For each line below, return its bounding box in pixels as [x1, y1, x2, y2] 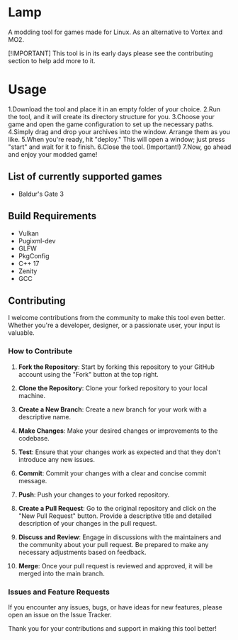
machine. [18, 391, 46, 399]
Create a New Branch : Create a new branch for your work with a [18, 405, 208, 414]
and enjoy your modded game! [8, 150, 98, 158]
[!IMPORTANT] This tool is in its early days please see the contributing [8, 49, 213, 57]
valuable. [8, 329, 35, 337]
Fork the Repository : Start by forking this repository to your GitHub [18, 363, 215, 371]
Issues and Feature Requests [8, 587, 110, 597]
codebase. [18, 434, 50, 442]
